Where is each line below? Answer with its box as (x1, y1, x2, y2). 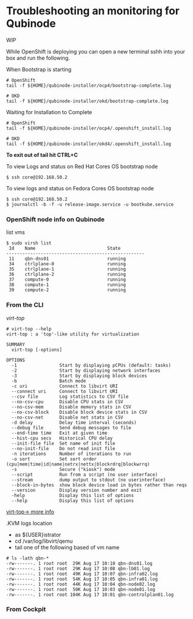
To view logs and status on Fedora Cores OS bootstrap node (6, 184, 154, 191)
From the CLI (6, 301, 44, 309)
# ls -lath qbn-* (6, 555, 49, 561)
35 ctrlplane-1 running (8, 266, 126, 272)
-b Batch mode (11, 378, 86, 384)
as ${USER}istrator (14, 531, 61, 538)
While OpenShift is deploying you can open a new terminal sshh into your (6, 48, 185, 55)
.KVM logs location (6, 519, 52, 527)
